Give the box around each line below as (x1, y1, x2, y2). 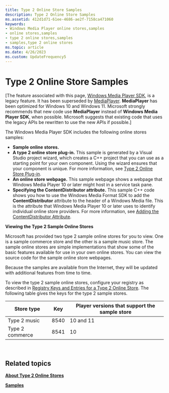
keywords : (5, 21, 26, 27)
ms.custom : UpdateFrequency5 (5, 54, 66, 59)
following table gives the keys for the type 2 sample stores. (5, 290, 128, 296)
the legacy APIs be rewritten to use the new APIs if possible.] (5, 119, 132, 125)
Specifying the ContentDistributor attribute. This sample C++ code (12, 187, 155, 193)
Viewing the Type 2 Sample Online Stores (5, 224, 94, 230)
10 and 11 (69, 317, 95, 324)
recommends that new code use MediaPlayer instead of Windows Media (5, 109, 158, 115)
